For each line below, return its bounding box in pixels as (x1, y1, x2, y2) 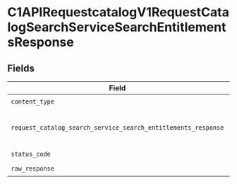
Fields (7, 62, 35, 74)
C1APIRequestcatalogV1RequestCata (7, 4, 229, 20)
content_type (11, 97, 55, 106)
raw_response (11, 164, 55, 173)
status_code (11, 149, 51, 158)
